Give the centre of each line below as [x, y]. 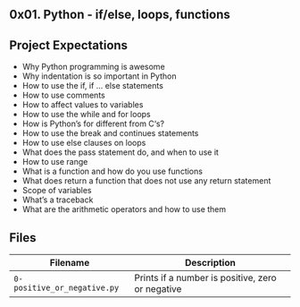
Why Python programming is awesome [93, 67]
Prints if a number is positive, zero [205, 278]
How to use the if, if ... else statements [92, 86]
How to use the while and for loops [87, 115]
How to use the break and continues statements [110, 133]
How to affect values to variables [83, 105]
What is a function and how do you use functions [112, 171]
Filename [70, 263]
